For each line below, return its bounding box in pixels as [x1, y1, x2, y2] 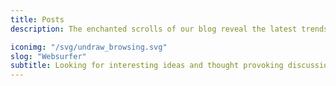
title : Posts [10, 14, 65, 25]
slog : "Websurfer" [10, 51, 87, 61]
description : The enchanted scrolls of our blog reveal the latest [10, 24, 298, 34]
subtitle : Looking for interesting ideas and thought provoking [10, 61, 284, 71]
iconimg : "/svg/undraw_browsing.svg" [10, 42, 168, 52]
